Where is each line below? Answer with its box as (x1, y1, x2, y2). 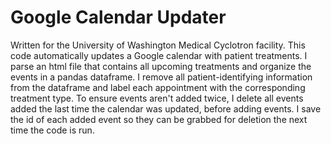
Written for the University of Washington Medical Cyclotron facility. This (10, 39, 306, 51)
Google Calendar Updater (10, 6, 227, 29)
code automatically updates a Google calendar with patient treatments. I (10, 49, 308, 61)
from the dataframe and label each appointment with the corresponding (10, 81, 306, 93)
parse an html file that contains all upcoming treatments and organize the (10, 60, 312, 72)
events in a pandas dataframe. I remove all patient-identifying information (10, 71, 313, 83)
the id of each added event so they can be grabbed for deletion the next (10, 113, 308, 125)
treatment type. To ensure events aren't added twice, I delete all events (10, 92, 304, 104)
